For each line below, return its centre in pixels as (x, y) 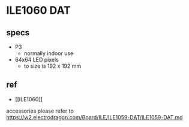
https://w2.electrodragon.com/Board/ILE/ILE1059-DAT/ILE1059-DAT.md (94, 117)
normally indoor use (49, 53)
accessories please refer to (40, 111)
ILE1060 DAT (38, 10)
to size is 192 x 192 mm (52, 66)
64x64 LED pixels (37, 60)
